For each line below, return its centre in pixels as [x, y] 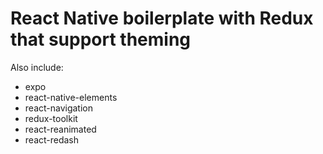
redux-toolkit [51, 118]
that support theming [101, 39]
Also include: [37, 67]
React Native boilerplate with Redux [162, 18]
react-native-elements [71, 97]
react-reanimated [60, 129]
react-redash [52, 139]
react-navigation [59, 108]
